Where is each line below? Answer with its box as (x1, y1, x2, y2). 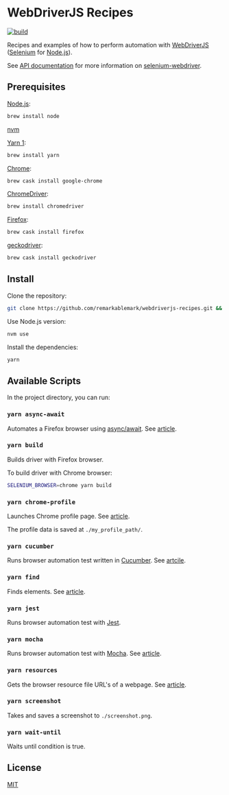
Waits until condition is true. (7, 742, 86, 750)
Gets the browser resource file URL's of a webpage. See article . (7, 680, 187, 689)
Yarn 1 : (7, 139, 26, 147)
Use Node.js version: (7, 317, 67, 325)
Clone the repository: (7, 292, 67, 300)
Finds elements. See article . (7, 587, 86, 595)
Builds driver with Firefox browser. (7, 455, 104, 464)
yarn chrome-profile (7, 498, 76, 506)
